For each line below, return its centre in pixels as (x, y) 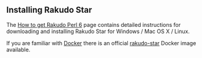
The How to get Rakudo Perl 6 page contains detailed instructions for (94, 24)
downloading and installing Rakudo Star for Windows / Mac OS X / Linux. (98, 31)
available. (18, 49)
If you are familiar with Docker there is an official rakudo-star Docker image (101, 43)
